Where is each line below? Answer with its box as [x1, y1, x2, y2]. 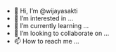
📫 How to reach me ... [13, 37, 79, 45]
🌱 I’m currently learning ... [13, 22, 89, 30]
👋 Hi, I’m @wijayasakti [13, 7, 78, 15]
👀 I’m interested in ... [13, 14, 74, 22]
